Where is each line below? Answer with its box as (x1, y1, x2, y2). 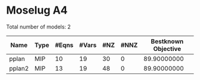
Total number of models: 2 (6, 23, 71, 30)
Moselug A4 (6, 4, 68, 17)
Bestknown (151, 37, 184, 45)
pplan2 (9, 64, 29, 72)
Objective (153, 44, 182, 53)
